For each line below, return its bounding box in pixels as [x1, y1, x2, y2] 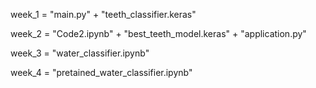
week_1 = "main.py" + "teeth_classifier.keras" [10, 9, 197, 20]
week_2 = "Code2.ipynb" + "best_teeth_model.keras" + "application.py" [10, 28, 307, 39]
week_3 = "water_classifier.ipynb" [10, 47, 150, 59]
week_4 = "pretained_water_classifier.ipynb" [10, 67, 193, 78]
